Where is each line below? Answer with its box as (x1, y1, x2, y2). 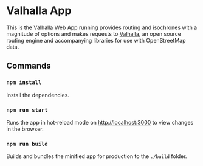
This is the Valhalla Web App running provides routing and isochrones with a (6, 24, 198, 31)
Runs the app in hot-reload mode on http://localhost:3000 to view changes (6, 119, 194, 126)
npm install (6, 79, 42, 86)
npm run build (6, 140, 48, 147)
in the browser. (6, 125, 44, 133)
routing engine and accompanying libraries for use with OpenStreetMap (6, 36, 186, 44)
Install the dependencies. (6, 91, 70, 99)
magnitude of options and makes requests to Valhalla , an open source (6, 30, 181, 37)
